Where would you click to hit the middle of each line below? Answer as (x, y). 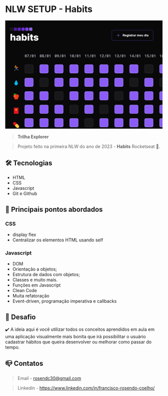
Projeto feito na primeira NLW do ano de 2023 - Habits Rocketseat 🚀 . (89, 147)
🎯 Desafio (20, 317)
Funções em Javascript (36, 285)
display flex (24, 234)
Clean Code (25, 291)
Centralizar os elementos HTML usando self (58, 240)
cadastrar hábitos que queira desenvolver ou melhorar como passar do (78, 342)
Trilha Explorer (33, 137)
